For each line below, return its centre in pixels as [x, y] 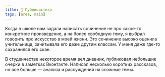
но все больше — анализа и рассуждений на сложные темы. [70, 69]
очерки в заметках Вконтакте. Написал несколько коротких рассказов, [81, 64]
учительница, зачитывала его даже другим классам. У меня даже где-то [83, 44]
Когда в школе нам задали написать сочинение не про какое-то [73, 28]
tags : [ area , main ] [25, 14]
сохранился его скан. [28, 49]
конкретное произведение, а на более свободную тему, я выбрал [75, 34]
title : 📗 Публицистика [28, 10]
